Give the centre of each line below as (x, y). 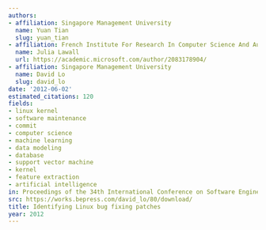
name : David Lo (40, 74)
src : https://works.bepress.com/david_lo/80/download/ (101, 199)
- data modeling (35, 148)
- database (26, 155)
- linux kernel (33, 111)
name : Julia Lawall (47, 52)
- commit (23, 126)
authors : (23, 15)
